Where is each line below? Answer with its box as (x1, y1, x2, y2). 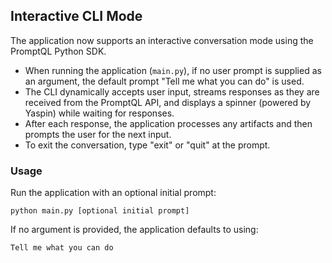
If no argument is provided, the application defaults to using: (10, 224, 259, 236)
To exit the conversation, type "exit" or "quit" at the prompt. (24, 139, 271, 151)
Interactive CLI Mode (10, 8, 143, 25)
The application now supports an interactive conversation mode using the (10, 34, 314, 46)
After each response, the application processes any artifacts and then (24, 117, 313, 129)
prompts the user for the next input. (24, 128, 172, 140)
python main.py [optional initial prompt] (10, 206, 190, 216)
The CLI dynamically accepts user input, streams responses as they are (24, 85, 320, 98)
